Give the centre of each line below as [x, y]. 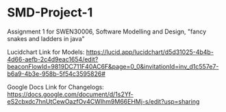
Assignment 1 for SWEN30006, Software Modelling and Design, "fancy [107, 31]
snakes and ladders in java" [46, 38]
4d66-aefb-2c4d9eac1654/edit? [53, 59]
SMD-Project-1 [50, 13]
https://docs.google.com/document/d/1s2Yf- [70, 94]
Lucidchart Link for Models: [46, 52]
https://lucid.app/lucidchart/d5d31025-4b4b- [150, 52]
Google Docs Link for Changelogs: [55, 87]
